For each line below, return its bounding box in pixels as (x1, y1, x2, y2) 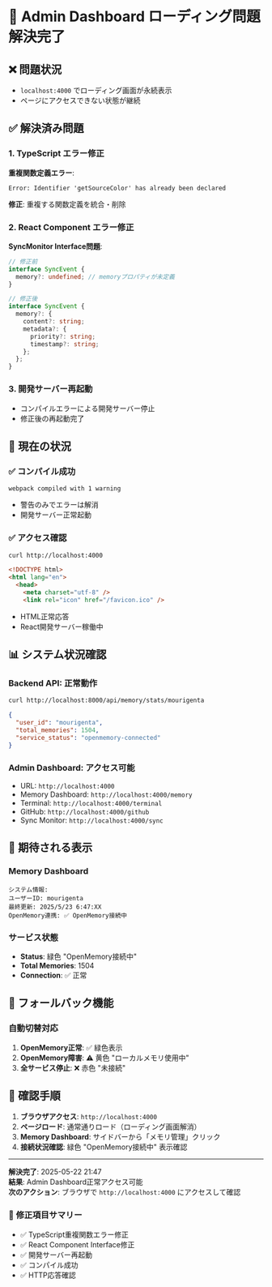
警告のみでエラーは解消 (19, 500, 99, 510)
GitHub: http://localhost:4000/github (19, 807, 150, 816)
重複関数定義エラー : (8, 168, 75, 177)
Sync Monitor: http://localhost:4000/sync (19, 815, 164, 825)
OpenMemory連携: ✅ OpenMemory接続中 (8, 911, 128, 920)
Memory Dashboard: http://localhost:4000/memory (19, 789, 193, 799)
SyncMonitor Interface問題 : (8, 241, 103, 251)
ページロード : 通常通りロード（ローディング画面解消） (19, 1122, 202, 1131)
